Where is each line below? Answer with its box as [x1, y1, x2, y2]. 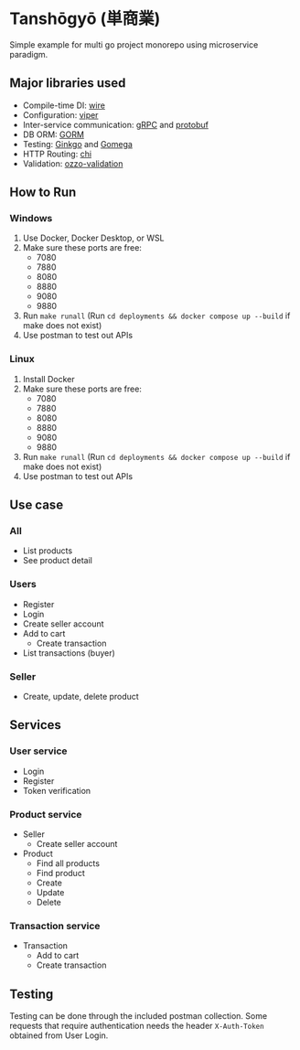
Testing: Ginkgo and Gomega [22, 138, 133, 149]
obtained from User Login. [9, 1030, 109, 1041]
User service [9, 745, 68, 757]
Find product [36, 868, 85, 878]
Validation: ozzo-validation [22, 157, 123, 169]
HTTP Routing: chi [22, 148, 92, 159]
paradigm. [9, 48, 48, 59]
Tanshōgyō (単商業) [9, 8, 161, 29]
